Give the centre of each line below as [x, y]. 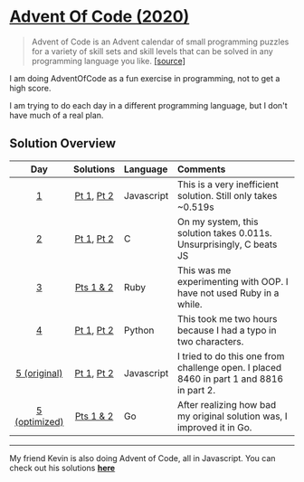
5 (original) [39, 373]
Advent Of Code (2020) [100, 17]
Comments [201, 169]
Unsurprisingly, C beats [227, 244]
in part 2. [196, 390]
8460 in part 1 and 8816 [230, 379]
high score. [30, 88]
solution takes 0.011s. [225, 232]
